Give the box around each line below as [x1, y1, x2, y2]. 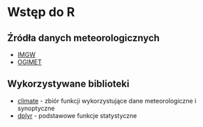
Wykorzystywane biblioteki [7, 78, 130, 90]
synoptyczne [17, 104, 55, 112]
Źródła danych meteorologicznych [7, 32, 160, 44]
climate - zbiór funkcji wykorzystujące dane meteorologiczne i [17, 96, 197, 105]
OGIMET [17, 58, 42, 66]
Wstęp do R [7, 4, 75, 20]
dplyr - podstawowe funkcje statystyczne [17, 111, 137, 119]
